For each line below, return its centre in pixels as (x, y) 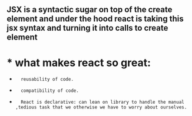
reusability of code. (47, 79)
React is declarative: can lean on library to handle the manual (102, 102)
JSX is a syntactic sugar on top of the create (90, 10)
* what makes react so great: (79, 63)
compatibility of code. (50, 91)
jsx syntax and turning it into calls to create (87, 28)
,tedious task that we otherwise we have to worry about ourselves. (101, 107)
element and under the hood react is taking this (95, 19)
